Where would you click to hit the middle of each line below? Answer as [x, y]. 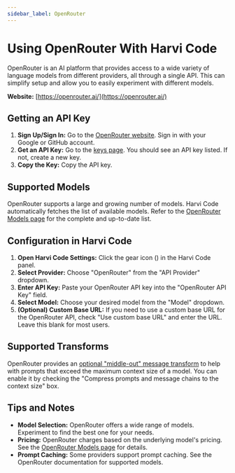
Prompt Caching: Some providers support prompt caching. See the [114, 454]
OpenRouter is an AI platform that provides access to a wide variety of [108, 68]
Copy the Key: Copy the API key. [65, 165]
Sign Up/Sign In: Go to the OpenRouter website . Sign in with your [112, 135]
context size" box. [33, 385]
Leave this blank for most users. [64, 324]
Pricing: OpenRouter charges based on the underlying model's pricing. [120, 439]
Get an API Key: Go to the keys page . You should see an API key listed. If [122, 150]
